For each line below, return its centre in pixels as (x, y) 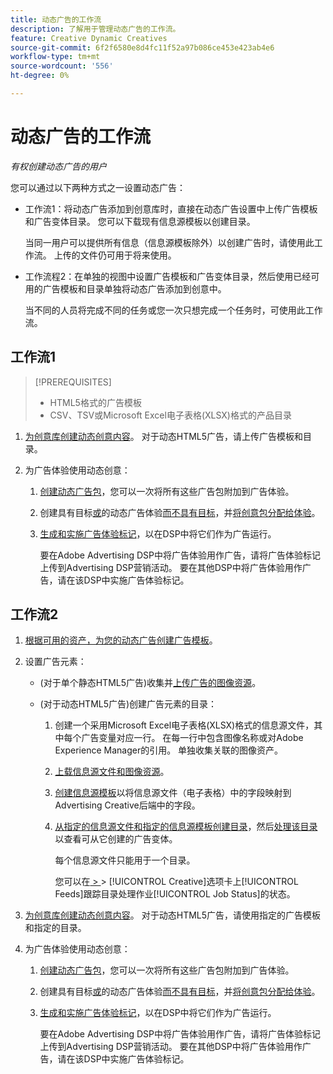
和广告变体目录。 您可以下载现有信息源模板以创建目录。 (140, 221)
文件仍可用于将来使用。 (128, 255)
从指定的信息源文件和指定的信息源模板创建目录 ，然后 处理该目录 (186, 827)
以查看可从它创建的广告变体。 (116, 839)
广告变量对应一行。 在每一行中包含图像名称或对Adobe (192, 738)
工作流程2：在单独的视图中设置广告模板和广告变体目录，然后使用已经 (168, 276)
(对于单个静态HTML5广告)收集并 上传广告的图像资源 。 (150, 683)
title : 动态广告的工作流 (56, 19)
